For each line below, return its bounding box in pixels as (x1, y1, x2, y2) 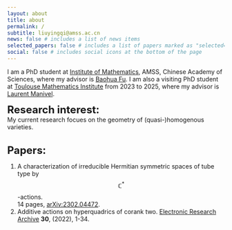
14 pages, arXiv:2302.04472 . (17, 200, 100, 208)
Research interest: (7, 103, 100, 116)
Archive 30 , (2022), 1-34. (17, 215, 90, 223)
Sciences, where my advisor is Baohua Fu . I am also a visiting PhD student (7, 75, 219, 83)
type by (17, 169, 39, 178)
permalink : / (7, 23, 45, 30)
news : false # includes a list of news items (7, 36, 140, 43)
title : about (7, 17, 45, 23)
